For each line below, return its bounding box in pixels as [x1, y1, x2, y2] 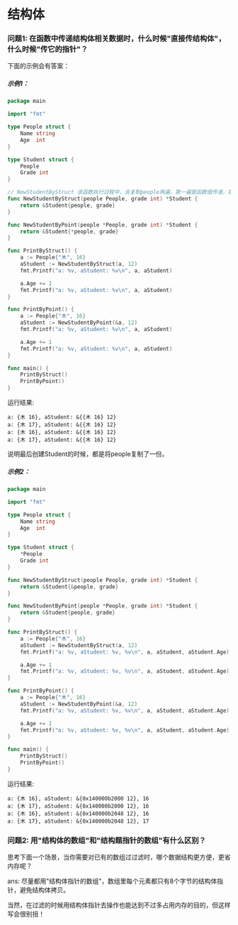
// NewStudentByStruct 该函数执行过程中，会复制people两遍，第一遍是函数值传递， [7, 189, 228, 196]
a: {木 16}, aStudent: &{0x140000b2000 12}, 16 [7, 795, 149, 802]
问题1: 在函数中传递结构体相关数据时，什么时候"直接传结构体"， [7, 33, 226, 43]
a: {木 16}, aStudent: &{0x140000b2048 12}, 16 [7, 810, 149, 817]
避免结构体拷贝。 [19, 886, 69, 894]
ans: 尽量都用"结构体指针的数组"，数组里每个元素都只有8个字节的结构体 [7, 877, 217, 885]
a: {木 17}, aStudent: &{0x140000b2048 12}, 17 [7, 818, 149, 825]
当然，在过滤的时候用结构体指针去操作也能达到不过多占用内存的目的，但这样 [7, 901, 231, 909]
